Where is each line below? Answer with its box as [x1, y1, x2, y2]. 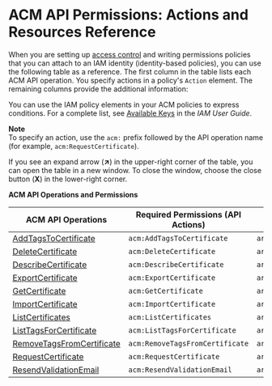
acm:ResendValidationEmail [128, 365, 232, 374]
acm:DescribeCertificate [128, 260, 224, 269]
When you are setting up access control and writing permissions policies [8, 49, 251, 59]
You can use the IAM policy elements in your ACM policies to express [8, 100, 240, 109]
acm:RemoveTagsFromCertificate [128, 338, 249, 348]
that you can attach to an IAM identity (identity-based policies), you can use [8, 58, 261, 68]
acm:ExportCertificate [128, 273, 216, 282]
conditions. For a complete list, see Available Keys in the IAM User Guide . [8, 108, 253, 118]
